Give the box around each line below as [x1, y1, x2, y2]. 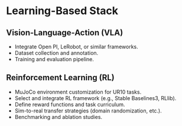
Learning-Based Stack [6, 4, 119, 18]
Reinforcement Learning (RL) [6, 72, 115, 83]
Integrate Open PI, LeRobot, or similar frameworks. [14, 43, 138, 50]
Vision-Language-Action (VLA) [6, 28, 123, 38]
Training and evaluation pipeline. [14, 56, 95, 62]
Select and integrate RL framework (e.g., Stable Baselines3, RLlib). [14, 94, 177, 101]
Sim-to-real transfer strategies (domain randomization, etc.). [14, 107, 162, 114]
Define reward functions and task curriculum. [14, 101, 125, 108]
